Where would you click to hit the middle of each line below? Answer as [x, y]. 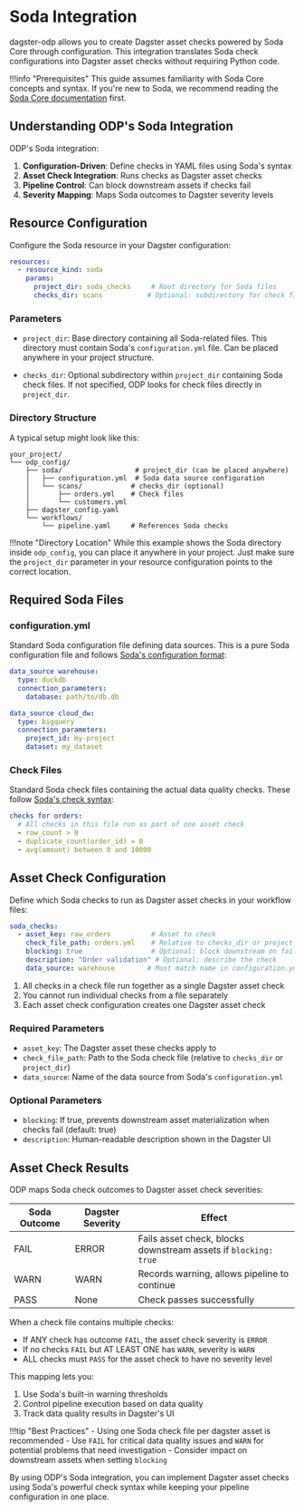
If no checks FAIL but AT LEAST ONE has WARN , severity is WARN [138, 1350]
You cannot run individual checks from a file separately [125, 995]
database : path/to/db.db [72, 697]
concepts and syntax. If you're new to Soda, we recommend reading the [144, 88]
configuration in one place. [60, 1496]
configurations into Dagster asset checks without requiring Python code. [145, 61]
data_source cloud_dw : [52, 713]
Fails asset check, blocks [191, 1239]
